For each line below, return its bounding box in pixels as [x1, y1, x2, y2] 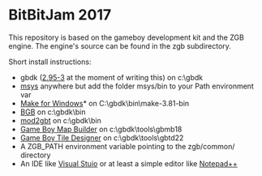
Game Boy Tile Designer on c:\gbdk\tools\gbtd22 [19, 132, 184, 143]
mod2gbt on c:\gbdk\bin [19, 115, 101, 125]
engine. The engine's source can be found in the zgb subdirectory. [8, 41, 231, 50]
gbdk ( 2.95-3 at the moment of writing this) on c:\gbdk [19, 72, 204, 82]
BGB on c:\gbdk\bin [19, 107, 86, 117]
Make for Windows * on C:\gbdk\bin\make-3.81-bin [19, 98, 190, 108]
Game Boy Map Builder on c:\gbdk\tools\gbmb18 [19, 124, 183, 134]
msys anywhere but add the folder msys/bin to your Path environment [19, 81, 254, 91]
